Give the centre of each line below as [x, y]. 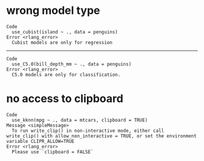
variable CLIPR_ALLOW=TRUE [40, 141]
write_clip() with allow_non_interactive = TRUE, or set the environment [102, 136]
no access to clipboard [65, 99]
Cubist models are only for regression [62, 42]
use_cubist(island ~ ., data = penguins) [65, 32]
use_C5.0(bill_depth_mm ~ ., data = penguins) [72, 64]
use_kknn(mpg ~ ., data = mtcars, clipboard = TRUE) [80, 120]
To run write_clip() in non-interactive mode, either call [88, 131]
